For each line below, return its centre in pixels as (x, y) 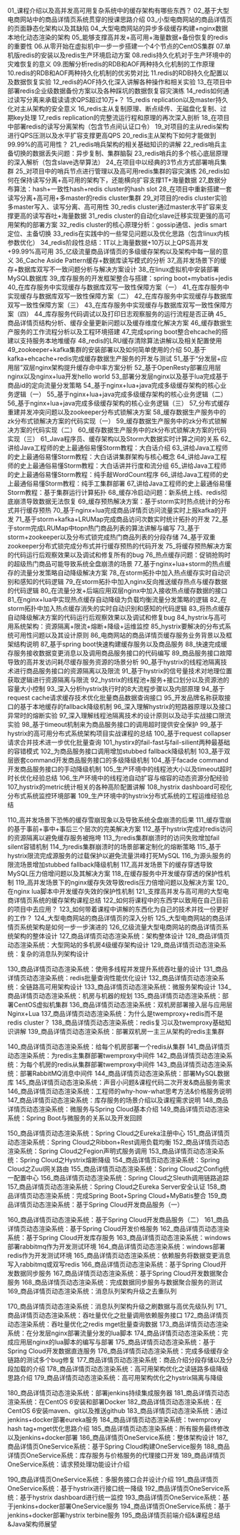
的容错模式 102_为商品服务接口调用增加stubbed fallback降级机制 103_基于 (116, 751)
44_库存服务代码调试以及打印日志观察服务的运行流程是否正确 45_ (130, 314)
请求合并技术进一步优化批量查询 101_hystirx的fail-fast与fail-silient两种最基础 (119, 742)
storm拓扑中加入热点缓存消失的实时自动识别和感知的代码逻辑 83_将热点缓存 (119, 608)
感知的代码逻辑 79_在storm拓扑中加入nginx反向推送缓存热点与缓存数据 (124, 582)
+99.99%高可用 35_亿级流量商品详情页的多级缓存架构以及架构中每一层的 (115, 251)
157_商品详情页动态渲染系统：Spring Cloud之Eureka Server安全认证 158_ (114, 1187)
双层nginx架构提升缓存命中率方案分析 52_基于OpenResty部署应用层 (122, 367)
